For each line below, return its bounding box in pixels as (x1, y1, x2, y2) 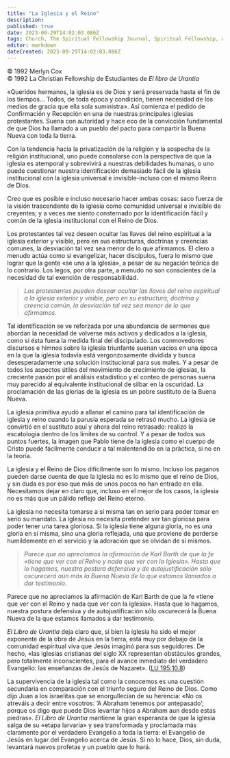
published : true (7, 23, 53, 29)
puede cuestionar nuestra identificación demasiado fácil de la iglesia (7, 166, 201, 175)
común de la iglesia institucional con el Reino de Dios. (7, 216, 159, 224)
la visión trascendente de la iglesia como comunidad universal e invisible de (7, 202, 221, 210)
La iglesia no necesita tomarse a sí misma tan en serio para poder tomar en (7, 507, 219, 515)
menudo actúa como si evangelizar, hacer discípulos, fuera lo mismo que (7, 251, 214, 259)
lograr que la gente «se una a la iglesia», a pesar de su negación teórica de (7, 259, 219, 267)
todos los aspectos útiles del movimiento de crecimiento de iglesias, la (7, 365, 206, 374)
